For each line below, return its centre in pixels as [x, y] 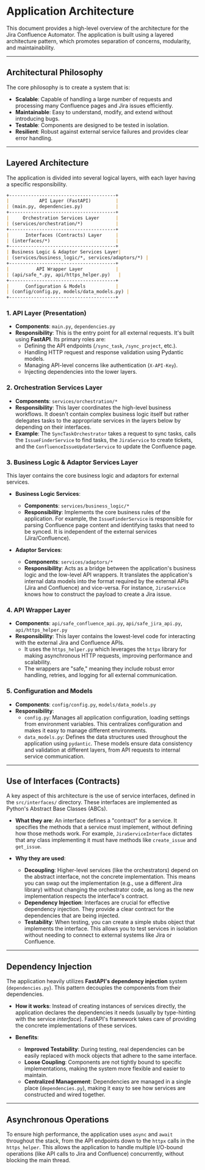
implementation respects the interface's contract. [86, 896]
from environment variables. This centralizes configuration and [103, 724]
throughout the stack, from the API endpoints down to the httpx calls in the [101, 1141]
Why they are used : [40, 859]
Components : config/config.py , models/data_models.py [86, 704]
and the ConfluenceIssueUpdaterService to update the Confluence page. [106, 446]
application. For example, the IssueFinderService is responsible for [109, 519]
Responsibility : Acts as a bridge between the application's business [110, 569]
